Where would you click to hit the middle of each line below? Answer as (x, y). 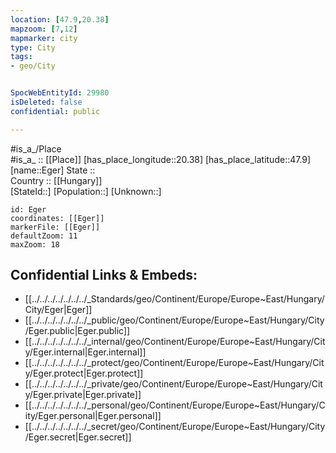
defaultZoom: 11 (44, 236)
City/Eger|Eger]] (58, 310)
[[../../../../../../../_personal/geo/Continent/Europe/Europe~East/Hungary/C (175, 405)
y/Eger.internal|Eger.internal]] (85, 352)
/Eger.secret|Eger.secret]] (78, 437)
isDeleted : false (46, 102)
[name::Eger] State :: (53, 170)
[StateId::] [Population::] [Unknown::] (86, 191)
